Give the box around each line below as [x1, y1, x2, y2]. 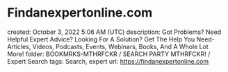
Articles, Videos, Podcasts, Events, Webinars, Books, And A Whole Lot [7, 42, 209, 51]
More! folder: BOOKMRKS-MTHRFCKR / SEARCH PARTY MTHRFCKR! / [7, 50, 211, 58]
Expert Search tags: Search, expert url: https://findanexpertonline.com [7, 57, 209, 65]
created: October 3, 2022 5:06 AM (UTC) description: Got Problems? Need [7, 28, 222, 36]
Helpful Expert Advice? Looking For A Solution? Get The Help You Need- [7, 35, 215, 43]
